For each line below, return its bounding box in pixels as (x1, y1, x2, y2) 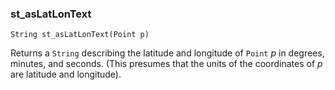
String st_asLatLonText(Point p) (10, 30, 150, 40)
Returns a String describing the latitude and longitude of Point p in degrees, (10, 47, 325, 59)
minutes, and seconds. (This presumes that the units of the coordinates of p (10, 58, 323, 70)
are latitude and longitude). (10, 68, 122, 81)
